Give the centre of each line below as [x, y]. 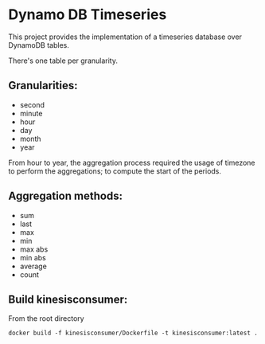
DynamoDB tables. [39, 45]
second [32, 104]
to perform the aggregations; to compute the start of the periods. [115, 171]
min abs [33, 257]
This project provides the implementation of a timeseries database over [125, 37]
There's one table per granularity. [63, 61]
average [33, 266]
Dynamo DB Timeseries [88, 15]
